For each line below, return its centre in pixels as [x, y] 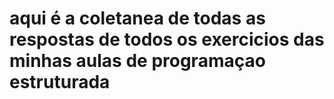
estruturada [60, 82]
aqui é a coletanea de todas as [137, 18]
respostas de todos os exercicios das [167, 39]
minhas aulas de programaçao [137, 61]
